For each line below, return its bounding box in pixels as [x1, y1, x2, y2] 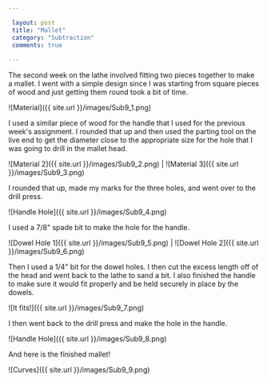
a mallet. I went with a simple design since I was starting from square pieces [8, 79, 260, 89]
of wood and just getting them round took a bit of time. [8, 87, 189, 97]
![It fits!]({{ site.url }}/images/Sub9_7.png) [8, 303, 145, 312]
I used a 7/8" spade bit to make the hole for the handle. [8, 223, 190, 233]
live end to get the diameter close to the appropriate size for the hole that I [8, 135, 253, 145]
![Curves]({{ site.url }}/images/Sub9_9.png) [8, 365, 150, 375]
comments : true [11, 41, 62, 49]
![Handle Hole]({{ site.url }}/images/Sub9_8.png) [8, 334, 167, 344]
